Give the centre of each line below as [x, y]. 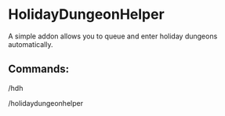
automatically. [31, 44]
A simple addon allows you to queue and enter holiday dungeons [113, 36]
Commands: [39, 69]
